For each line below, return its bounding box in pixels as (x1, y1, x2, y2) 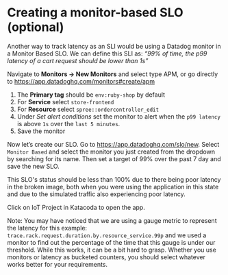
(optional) (7, 19, 64, 35)
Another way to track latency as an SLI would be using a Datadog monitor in (7, 42, 221, 50)
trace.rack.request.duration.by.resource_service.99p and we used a (7, 231, 207, 239)
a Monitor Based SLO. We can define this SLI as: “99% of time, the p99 (7, 49, 207, 58)
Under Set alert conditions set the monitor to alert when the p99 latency (16, 112, 221, 121)
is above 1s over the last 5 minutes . (16, 119, 121, 128)
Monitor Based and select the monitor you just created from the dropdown (7, 147, 216, 156)
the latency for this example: (7, 224, 88, 232)
